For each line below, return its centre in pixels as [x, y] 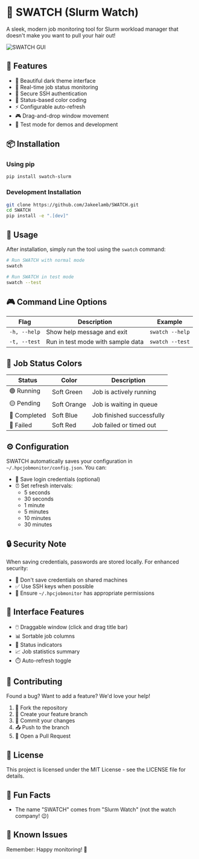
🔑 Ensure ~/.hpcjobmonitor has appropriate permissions [85, 593]
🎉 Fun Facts [29, 795]
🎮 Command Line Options [57, 302]
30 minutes [38, 524]
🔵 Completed [28, 416]
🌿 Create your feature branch [51, 714]
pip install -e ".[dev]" [37, 216]
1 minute [34, 505]
